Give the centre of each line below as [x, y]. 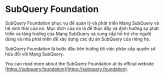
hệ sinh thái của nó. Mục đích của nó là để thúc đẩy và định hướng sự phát [82, 28]
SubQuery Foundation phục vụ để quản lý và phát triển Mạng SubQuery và [82, 23]
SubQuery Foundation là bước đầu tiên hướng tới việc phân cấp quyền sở [80, 48]
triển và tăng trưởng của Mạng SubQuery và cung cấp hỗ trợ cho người [78, 33]
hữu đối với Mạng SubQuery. [34, 54]
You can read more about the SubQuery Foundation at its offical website [79, 63]
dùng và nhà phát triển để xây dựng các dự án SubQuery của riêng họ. [78, 39]
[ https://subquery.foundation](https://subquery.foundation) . [67, 69]
